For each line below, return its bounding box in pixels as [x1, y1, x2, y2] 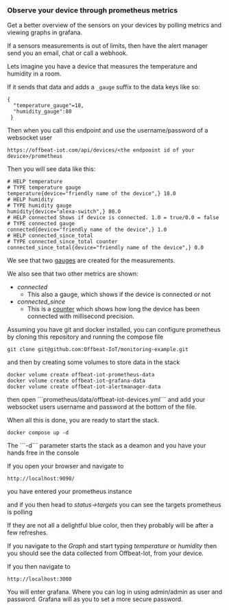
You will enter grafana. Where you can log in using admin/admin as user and [7, 588, 223, 596]
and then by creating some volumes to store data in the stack [7, 358, 180, 366]
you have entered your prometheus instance [7, 487, 132, 496]
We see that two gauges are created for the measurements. [7, 256, 176, 264]
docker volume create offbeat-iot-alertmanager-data [7, 383, 161, 390]
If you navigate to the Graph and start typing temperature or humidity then [7, 542, 217, 550]
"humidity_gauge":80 [13, 109, 72, 115]
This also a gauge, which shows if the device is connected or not [27, 291, 211, 299]
